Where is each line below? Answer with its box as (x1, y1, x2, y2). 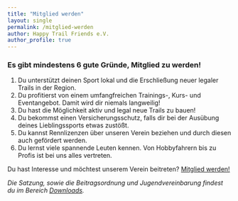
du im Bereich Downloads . (7, 186, 85, 195)
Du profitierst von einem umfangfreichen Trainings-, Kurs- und (17, 91, 201, 100)
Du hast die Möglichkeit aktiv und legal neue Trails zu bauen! (17, 106, 196, 115)
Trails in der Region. (17, 84, 77, 92)
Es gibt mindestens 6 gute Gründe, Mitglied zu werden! (7, 60, 201, 70)
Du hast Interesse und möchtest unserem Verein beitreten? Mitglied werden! (7, 165, 230, 173)
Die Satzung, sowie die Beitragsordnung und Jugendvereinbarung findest (7, 178, 224, 188)
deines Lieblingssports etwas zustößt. (17, 121, 129, 130)
